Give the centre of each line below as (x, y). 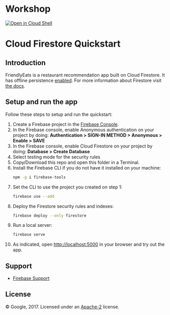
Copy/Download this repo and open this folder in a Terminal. (76, 162)
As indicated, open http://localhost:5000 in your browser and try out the (89, 244)
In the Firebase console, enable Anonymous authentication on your (83, 130)
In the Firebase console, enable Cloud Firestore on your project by (82, 146)
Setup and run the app (41, 102)
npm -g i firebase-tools (39, 177)
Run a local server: (33, 225)
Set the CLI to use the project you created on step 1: (68, 187)
